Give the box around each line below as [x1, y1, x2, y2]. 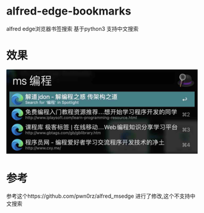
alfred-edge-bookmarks [6, 4, 132, 18]
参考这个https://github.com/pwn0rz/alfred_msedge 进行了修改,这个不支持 [6, 192, 191, 200]
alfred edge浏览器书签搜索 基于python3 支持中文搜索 [6, 25, 139, 32]
